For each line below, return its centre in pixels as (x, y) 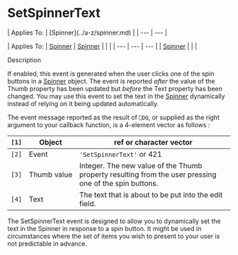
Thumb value (51, 174)
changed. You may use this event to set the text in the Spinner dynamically (116, 96)
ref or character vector (153, 142)
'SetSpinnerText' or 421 (120, 154)
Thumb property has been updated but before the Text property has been (115, 88)
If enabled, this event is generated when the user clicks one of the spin (111, 73)
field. (87, 203)
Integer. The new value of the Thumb (141, 165)
